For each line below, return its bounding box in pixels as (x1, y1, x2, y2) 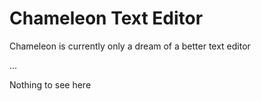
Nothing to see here (9, 78, 92, 91)
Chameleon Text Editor (9, 7, 204, 30)
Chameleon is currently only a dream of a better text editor (9, 40, 251, 52)
